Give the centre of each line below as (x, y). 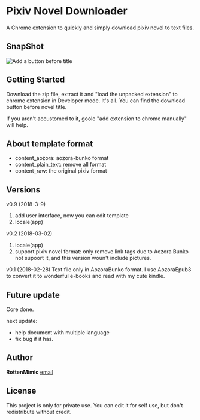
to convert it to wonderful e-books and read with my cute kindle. (86, 276)
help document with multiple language (62, 333)
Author (19, 358)
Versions (23, 190)
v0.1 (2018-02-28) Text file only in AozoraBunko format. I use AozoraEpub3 (99, 270)
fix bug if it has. (34, 339)
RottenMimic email (30, 372)
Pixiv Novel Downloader (67, 11)
